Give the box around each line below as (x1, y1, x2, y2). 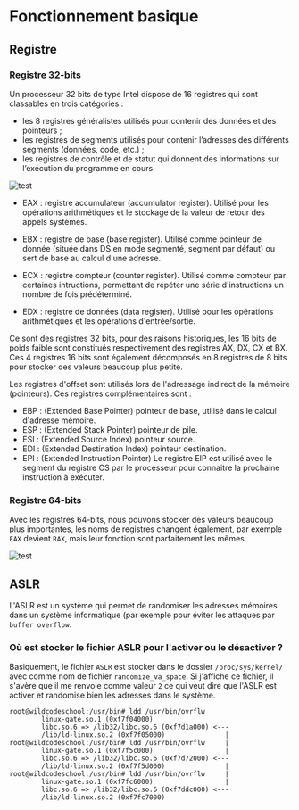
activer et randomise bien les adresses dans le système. (9, 690, 216, 701)
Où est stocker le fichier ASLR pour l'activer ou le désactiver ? (9, 641, 283, 653)
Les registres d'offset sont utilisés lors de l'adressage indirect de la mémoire (9, 378, 290, 389)
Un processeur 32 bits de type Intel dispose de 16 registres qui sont (9, 88, 259, 99)
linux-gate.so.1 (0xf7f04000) (41, 715, 154, 724)
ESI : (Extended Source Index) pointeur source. (21, 434, 195, 444)
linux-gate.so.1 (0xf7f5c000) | (41, 747, 229, 756)
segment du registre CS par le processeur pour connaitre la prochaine (21, 462, 280, 473)
